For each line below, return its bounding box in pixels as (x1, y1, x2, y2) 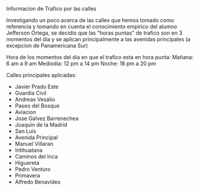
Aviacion (14, 109, 36, 115)
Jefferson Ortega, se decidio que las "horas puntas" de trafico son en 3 (6, 29, 183, 36)
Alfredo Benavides (14, 179, 61, 185)
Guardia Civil (14, 90, 47, 96)
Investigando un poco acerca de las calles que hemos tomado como (6, 17, 174, 23)
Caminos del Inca (14, 153, 58, 160)
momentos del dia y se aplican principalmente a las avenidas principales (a (6, 36, 191, 42)
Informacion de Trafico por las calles (6, 5, 97, 12)
